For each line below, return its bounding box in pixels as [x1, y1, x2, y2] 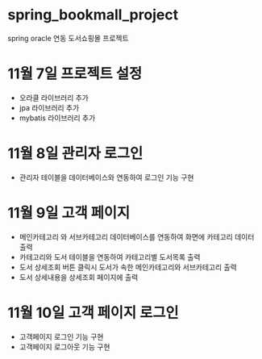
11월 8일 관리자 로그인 [7, 144, 143, 163]
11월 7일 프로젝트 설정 [7, 65, 143, 83]
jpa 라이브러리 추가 [19, 102, 80, 112]
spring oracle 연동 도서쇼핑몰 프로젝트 [7, 33, 130, 43]
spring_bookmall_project [7, 6, 179, 24]
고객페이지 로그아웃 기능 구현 [19, 341, 110, 352]
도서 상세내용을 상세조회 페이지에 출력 [19, 272, 139, 282]
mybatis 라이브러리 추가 [19, 113, 96, 123]
